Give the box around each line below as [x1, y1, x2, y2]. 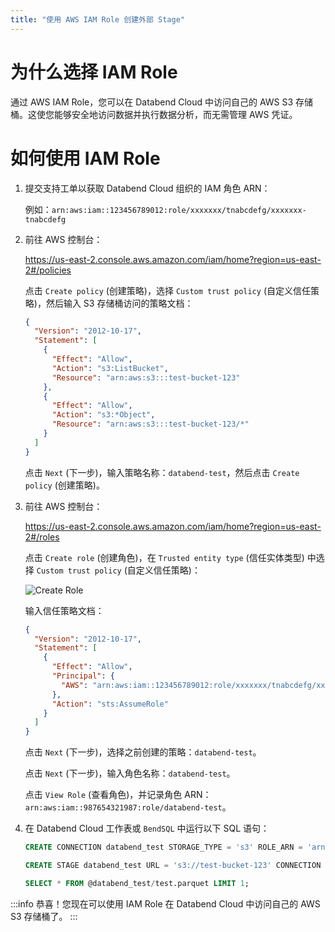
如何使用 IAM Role [10, 147, 161, 170]
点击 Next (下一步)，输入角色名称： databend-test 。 [24, 767, 236, 780]
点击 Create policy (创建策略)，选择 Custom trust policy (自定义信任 [24, 284, 311, 296]
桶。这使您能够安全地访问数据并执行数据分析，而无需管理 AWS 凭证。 [10, 108, 298, 120]
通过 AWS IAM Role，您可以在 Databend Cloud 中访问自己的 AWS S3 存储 [10, 96, 314, 108]
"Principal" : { [51, 671, 116, 681]
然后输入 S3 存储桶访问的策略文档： [45, 297, 194, 309]
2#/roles [24, 531, 60, 543]
